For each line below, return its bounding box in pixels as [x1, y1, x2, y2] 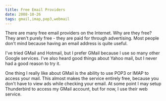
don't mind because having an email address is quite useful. [5, 41, 128, 47]
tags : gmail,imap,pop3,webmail [5, 16, 70, 21]
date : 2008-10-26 [5, 12, 41, 17]
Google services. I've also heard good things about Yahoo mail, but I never [5, 55, 158, 61]
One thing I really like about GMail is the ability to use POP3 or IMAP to [5, 70, 149, 76]
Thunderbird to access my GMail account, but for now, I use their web [5, 86, 148, 92]
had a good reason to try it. [5, 60, 61, 67]
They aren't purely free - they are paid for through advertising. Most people [5, 35, 160, 41]
